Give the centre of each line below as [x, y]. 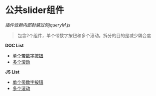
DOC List [14, 45]
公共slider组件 [35, 10]
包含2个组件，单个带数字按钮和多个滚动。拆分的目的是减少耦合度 [84, 35]
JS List [12, 72]
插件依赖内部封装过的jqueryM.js [38, 25]
